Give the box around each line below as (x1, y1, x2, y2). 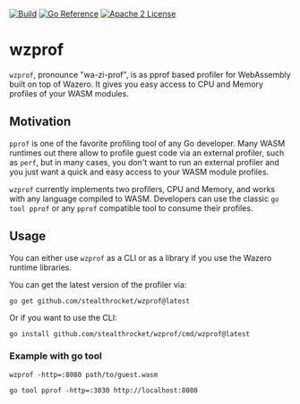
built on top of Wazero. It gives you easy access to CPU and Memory (9, 79, 264, 89)
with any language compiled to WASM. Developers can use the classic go (9, 193, 279, 204)
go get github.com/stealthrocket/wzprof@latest (9, 296, 191, 306)
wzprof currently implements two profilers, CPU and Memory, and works (9, 183, 276, 194)
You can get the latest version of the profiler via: (9, 279, 187, 290)
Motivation (9, 114, 72, 130)
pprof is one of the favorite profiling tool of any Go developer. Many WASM (9, 138, 286, 148)
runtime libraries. (9, 262, 73, 273)
